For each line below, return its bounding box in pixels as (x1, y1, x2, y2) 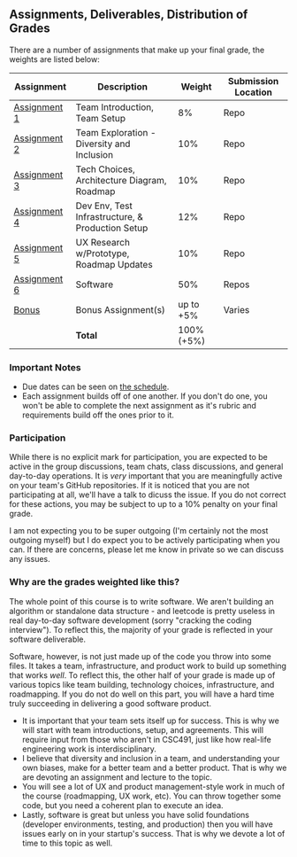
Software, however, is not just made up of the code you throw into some (9, 651, 271, 661)
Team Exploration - (75, 126, 156, 138)
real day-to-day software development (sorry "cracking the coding (9, 615, 252, 626)
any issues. (9, 554, 50, 565)
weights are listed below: (9, 53, 100, 65)
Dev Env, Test (75, 199, 133, 212)
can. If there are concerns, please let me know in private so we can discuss (9, 544, 285, 555)
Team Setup (75, 112, 126, 124)
